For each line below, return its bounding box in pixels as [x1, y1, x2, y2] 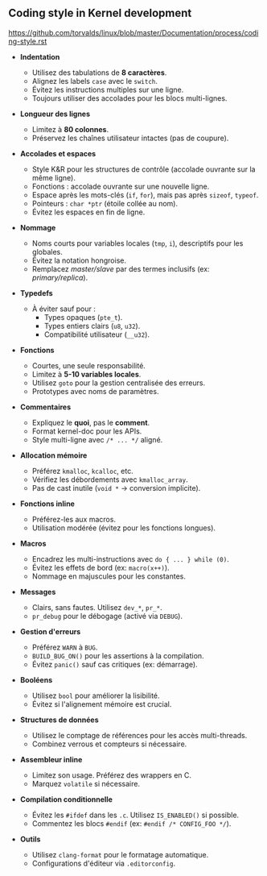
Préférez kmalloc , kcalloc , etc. [31, 466, 134, 475]
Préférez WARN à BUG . [31, 642, 98, 652]
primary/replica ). [31, 272, 88, 282]
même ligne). [31, 172, 76, 182]
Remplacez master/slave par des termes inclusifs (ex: [31, 264, 211, 273]
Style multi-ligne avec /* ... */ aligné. [31, 434, 163, 444]
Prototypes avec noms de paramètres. [31, 386, 159, 396]
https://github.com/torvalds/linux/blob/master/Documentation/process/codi [8, 27, 259, 37]
